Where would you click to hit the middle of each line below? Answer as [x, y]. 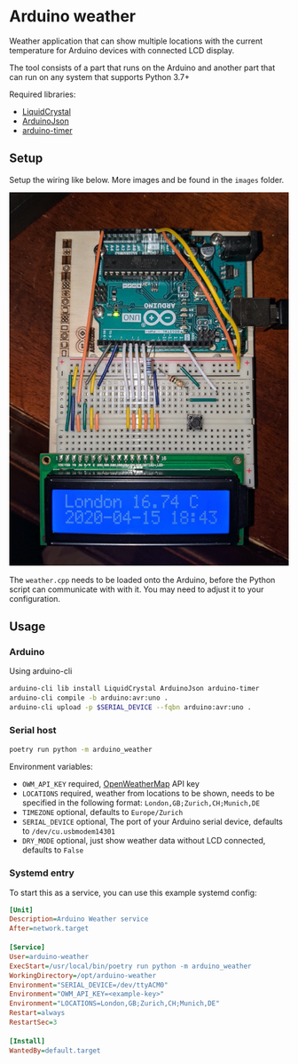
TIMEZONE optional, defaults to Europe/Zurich [102, 812]
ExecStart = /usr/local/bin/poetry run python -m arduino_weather [130, 966]
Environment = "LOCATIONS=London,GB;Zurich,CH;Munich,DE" [114, 1004]
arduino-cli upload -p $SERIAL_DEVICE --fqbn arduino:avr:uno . [130, 708]
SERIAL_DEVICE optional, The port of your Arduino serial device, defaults [153, 822]
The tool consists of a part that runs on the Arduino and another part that [142, 68]
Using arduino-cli [41, 671]
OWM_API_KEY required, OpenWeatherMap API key [110, 784]
